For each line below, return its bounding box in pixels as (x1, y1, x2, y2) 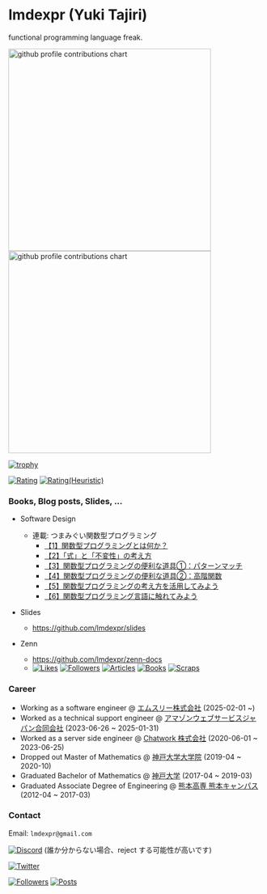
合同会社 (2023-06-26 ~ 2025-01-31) (35, 722, 159, 733)
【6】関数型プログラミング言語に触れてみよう (44, 591, 198, 601)
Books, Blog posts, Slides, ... (8, 495, 123, 506)
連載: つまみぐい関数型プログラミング (32, 531, 158, 540)
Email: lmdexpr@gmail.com (8, 828, 92, 838)
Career (8, 684, 36, 695)
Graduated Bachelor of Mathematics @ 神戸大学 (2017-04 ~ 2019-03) (19, 770, 252, 780)
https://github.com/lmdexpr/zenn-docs (32, 655, 163, 664)
